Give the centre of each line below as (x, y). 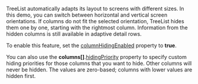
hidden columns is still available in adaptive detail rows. (74, 34)
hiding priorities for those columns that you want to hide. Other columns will (99, 63)
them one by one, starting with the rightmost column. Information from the (97, 27)
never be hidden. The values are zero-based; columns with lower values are (99, 70)
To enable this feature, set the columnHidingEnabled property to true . (92, 45)
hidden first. (21, 76)
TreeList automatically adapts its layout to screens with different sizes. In (95, 9)
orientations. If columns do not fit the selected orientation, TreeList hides (95, 21)
